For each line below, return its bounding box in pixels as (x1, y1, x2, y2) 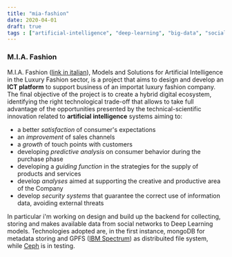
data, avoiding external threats (17, 198, 104, 207)
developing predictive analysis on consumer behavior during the (17, 147, 202, 155)
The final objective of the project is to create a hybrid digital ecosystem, (7, 90, 212, 98)
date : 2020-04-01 (7, 17, 57, 23)
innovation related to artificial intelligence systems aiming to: (7, 112, 183, 120)
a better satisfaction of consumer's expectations (17, 125, 156, 133)
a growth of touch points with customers (17, 140, 133, 149)
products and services (17, 169, 81, 178)
